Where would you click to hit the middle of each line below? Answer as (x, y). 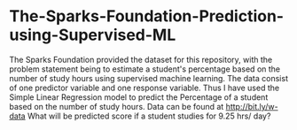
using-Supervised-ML (93, 35)
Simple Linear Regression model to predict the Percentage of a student (139, 97)
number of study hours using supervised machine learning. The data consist (148, 78)
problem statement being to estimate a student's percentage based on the (145, 69)
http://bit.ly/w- (252, 106)
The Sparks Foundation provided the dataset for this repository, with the (141, 59)
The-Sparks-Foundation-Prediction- (147, 16)
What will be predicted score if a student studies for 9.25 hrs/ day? (149, 116)
